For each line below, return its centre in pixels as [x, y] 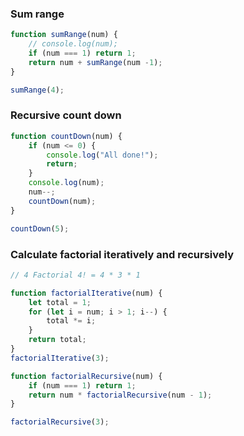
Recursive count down [66, 115]
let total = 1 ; [60, 302]
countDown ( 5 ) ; [40, 228]
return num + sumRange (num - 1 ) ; [95, 62]
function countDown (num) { [66, 136]
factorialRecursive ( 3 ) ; [60, 422]
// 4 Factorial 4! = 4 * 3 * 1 [75, 275]
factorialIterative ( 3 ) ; [60, 358]
